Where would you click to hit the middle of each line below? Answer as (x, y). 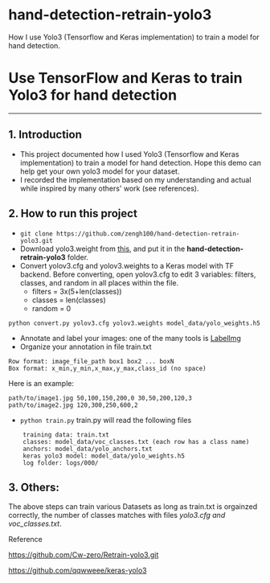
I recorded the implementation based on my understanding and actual (135, 179)
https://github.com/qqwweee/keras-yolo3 (78, 571)
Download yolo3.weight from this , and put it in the (102, 248)
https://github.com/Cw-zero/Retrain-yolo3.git (84, 555)
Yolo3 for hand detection (93, 95)
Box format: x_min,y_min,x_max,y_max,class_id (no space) (107, 368)
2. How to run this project (73, 213)
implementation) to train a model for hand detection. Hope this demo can (140, 162)
